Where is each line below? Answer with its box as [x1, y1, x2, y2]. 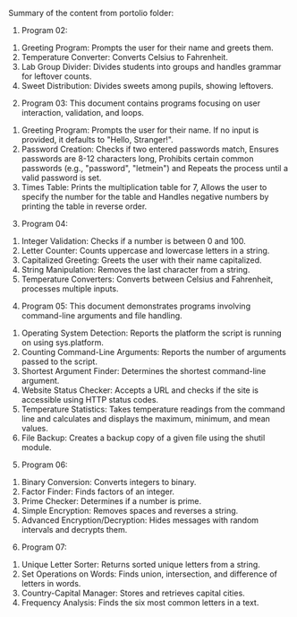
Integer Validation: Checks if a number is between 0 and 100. [21, 236, 247, 246]
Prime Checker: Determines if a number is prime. [21, 496, 202, 506]
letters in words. [21, 578, 81, 588]
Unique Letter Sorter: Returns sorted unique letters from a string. [21, 560, 260, 569]
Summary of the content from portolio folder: [8, 8, 174, 18]
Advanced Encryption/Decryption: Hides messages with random [21, 515, 259, 526]
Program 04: [21, 219, 68, 229]
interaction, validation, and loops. [21, 108, 145, 117]
